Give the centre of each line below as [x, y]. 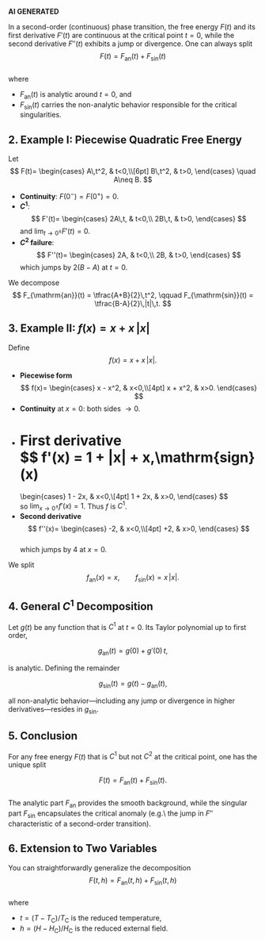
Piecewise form [46, 375]
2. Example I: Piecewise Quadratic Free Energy [125, 139]
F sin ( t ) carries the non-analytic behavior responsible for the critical [128, 105]
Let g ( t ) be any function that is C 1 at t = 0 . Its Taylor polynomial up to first [127, 626]
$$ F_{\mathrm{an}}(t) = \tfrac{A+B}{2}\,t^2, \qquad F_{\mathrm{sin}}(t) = [133, 295]
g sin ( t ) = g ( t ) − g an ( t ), [133, 684]
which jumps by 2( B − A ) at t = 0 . [74, 267]
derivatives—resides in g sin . [53, 710]
